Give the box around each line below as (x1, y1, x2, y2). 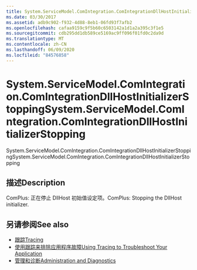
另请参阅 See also (6, 220, 69, 230)
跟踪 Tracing (14, 236, 44, 244)
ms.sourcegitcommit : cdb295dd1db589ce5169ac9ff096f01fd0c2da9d (6, 31, 164, 36)
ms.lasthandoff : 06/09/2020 (6, 47, 75, 53)
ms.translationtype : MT (6, 36, 64, 42)
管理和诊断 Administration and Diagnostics (14, 257, 116, 264)
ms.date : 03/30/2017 (6, 14, 57, 20)
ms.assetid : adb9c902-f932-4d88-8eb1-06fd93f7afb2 (6, 19, 133, 25)
